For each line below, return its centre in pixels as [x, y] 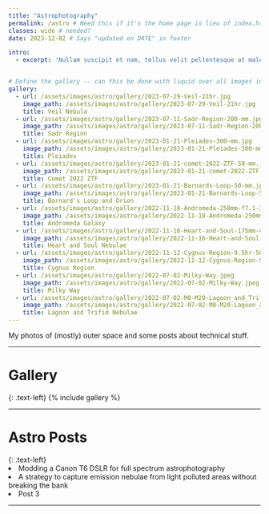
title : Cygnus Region [58, 268]
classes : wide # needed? [50, 30]
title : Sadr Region [55, 134]
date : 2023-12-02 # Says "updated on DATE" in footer [100, 38]
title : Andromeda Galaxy [64, 223]
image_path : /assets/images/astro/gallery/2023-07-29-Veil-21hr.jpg [139, 104]
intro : [19, 53]
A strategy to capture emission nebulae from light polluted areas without [138, 476]
